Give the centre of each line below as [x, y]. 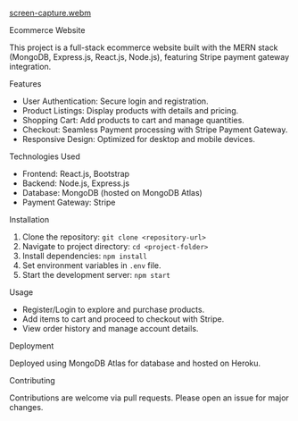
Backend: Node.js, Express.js [76, 183]
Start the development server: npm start [96, 275]
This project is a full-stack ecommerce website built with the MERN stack [144, 47]
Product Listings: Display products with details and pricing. [130, 110]
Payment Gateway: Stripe [69, 202]
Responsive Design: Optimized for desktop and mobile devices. [139, 139]
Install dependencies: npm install [84, 256]
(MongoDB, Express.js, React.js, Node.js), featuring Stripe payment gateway [149, 57]
